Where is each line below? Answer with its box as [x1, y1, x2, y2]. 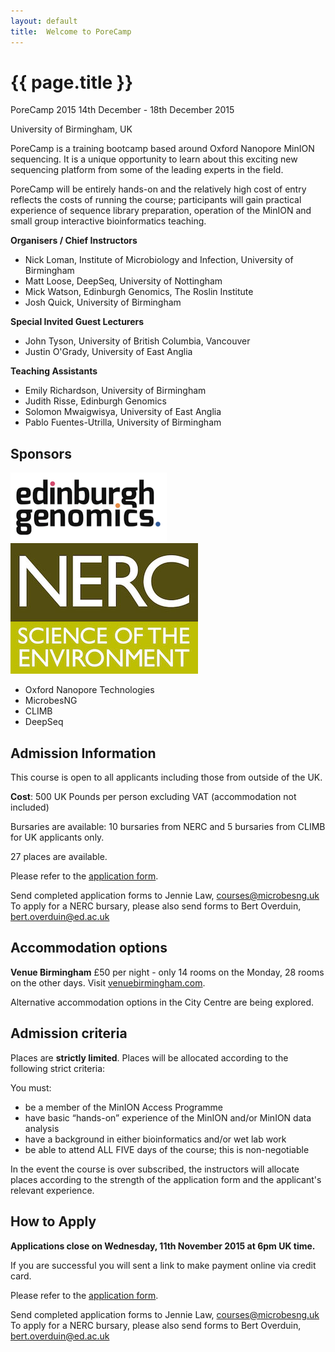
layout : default [10, 16, 78, 26]
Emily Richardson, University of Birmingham [24, 385, 207, 397]
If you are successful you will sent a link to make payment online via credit [10, 1259, 317, 1271]
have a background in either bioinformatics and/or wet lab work [24, 1133, 287, 1145]
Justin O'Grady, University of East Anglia [24, 346, 193, 358]
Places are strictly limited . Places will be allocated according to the [10, 1051, 289, 1064]
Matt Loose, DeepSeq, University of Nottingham [24, 275, 223, 287]
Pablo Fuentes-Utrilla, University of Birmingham [24, 416, 222, 429]
